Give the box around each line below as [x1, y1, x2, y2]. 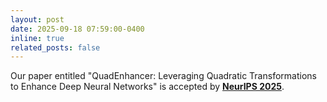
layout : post [10, 14, 65, 25]
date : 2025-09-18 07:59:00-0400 [10, 24, 145, 34]
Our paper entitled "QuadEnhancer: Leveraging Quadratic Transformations [10, 70, 317, 82]
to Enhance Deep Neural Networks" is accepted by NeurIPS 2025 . [10, 81, 285, 93]
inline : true [10, 33, 65, 43]
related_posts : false [10, 42, 101, 53]
